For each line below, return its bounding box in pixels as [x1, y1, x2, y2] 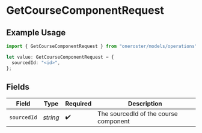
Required [65, 99, 92, 108]
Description [128, 99, 162, 108]
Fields [6, 81, 30, 92]
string [43, 113, 60, 122]
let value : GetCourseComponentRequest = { [6, 54, 114, 60]
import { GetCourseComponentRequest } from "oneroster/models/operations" [6, 43, 198, 49]
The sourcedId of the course [97, 110, 179, 118]
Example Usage [6, 28, 66, 38]
